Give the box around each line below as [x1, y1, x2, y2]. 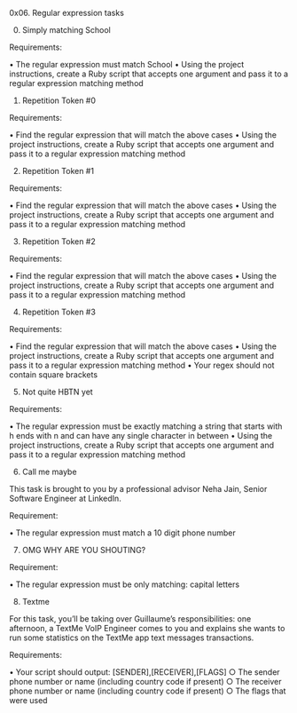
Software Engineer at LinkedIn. [9, 493, 121, 503]
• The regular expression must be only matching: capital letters [9, 579, 240, 590]
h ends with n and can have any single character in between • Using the [9, 431, 273, 440]
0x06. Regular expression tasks [9, 8, 124, 18]
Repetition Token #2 [21, 236, 96, 247]
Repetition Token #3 [21, 306, 96, 317]
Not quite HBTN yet [21, 386, 93, 397]
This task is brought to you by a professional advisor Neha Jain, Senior [9, 484, 268, 494]
